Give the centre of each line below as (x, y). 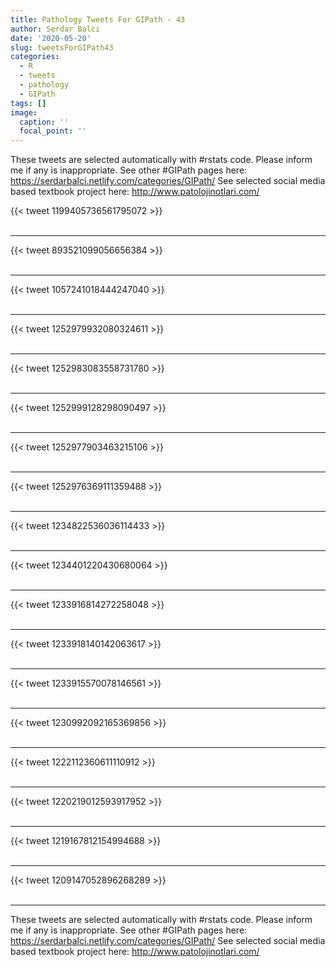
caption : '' (44, 122)
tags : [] (28, 103)
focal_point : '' (53, 131)
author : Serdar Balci (55, 29)
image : (24, 112)
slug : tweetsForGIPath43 (62, 47)
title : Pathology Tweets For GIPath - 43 (98, 19)
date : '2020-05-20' (51, 38)
